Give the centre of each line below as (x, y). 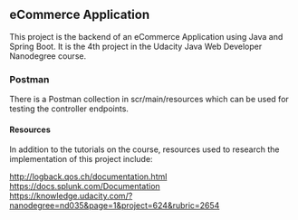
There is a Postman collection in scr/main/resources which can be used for (149, 100)
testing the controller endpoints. (69, 109)
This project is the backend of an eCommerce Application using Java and (146, 36)
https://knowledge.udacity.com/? (71, 196)
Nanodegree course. (48, 56)
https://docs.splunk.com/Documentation (85, 187)
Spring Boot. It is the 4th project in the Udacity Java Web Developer (136, 46)
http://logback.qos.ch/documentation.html (88, 177)
